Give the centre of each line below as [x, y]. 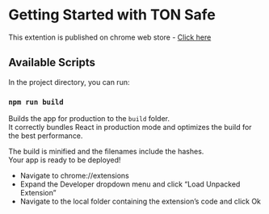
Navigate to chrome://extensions [74, 176]
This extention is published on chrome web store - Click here [110, 37]
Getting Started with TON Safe [112, 15]
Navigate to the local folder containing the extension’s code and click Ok [140, 201]
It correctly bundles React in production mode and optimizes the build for [130, 128]
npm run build [36, 102]
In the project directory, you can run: [69, 82]
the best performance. [46, 136]
